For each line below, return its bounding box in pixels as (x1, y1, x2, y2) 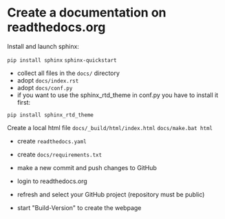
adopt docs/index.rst (17, 76, 79, 84)
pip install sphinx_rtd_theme (7, 112, 94, 118)
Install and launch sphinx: (7, 42, 79, 50)
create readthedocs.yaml (17, 136, 87, 145)
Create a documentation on (7, 5, 167, 21)
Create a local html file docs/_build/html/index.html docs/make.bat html (7, 123, 213, 132)
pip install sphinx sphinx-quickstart (7, 56, 117, 63)
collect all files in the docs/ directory (17, 69, 120, 77)
